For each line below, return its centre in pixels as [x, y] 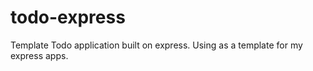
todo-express [68, 17]
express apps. [39, 55]
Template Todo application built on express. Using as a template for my [156, 45]
